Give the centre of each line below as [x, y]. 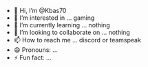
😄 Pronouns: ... [36, 50]
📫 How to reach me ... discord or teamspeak [77, 40]
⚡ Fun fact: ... [32, 57]
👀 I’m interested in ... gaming [54, 18]
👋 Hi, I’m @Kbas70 [40, 11]
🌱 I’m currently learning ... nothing [62, 25]
